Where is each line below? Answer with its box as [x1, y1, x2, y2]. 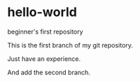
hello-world [7, 4, 78, 20]
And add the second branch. [7, 68, 91, 76]
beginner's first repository [7, 27, 83, 36]
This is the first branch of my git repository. [7, 41, 134, 49]
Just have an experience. [7, 54, 81, 63]
